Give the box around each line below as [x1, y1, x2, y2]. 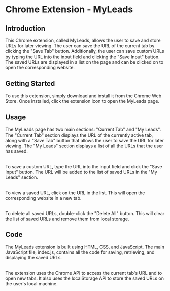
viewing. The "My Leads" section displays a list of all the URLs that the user [5, 143, 163, 149]
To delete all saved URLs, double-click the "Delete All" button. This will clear [5, 210, 165, 216]
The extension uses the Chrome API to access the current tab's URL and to [5, 270, 162, 276]
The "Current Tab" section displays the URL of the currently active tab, [5, 131, 153, 138]
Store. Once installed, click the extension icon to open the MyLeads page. [5, 98, 160, 104]
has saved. [5, 148, 28, 154]
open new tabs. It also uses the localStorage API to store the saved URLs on [5, 275, 164, 281]
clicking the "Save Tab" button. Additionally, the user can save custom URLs [5, 48, 164, 54]
